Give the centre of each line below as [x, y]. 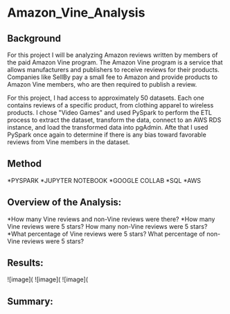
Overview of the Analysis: [64, 202]
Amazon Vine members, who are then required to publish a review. [102, 84]
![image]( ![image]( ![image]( [48, 279]
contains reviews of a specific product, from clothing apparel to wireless [110, 105]
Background [34, 38]
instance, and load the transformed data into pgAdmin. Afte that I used [108, 127]
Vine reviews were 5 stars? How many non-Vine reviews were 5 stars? [107, 226]
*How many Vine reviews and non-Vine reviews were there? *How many [111, 219]
